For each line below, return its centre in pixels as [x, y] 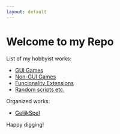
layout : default [26, 12]
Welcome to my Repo [60, 41]
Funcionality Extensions [44, 83]
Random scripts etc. [40, 89]
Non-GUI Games [35, 77]
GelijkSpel [27, 113]
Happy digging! [25, 124]
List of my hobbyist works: [39, 59]
